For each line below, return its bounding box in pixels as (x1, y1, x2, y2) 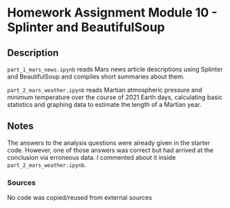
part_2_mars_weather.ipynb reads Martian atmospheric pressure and (7, 86, 202, 94)
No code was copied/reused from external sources (7, 194, 153, 202)
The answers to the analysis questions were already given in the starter (7, 138, 211, 147)
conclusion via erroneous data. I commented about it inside (7, 153, 176, 161)
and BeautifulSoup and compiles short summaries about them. (7, 72, 185, 81)
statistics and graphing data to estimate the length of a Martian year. (7, 101, 202, 108)
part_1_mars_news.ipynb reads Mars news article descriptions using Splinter (7, 65, 223, 73)
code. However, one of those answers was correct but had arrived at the (7, 146, 214, 154)
